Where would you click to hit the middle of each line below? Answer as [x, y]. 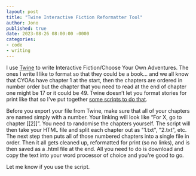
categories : [21, 39]
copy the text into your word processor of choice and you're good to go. [95, 155]
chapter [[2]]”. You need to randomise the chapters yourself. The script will [98, 123]
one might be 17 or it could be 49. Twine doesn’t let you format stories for [97, 92]
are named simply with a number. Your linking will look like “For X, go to [94, 117]
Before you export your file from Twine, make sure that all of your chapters [98, 110]
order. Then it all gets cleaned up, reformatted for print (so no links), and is [98, 142]
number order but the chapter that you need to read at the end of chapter [97, 87]
